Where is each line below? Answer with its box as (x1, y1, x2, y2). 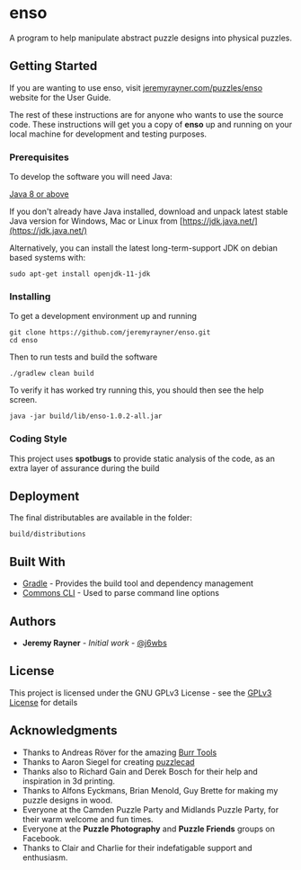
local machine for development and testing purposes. (9, 129, 208, 139)
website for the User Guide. (9, 92, 111, 102)
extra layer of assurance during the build (9, 462, 160, 474)
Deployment (9, 489, 80, 504)
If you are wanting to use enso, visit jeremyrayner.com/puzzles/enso (9, 82, 263, 93)
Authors (9, 614, 57, 629)
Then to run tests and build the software (9, 351, 158, 362)
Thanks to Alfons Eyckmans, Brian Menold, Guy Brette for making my (22, 785, 279, 795)
